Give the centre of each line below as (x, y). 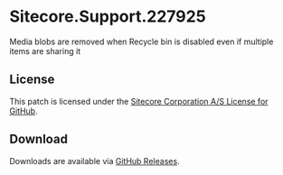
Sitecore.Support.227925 (108, 17)
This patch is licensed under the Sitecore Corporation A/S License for (139, 101)
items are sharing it (45, 51)
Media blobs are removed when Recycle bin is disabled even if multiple (141, 41)
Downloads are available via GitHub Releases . (94, 161)
